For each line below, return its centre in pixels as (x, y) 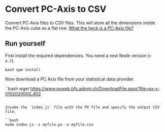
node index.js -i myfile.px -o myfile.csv (49, 125)
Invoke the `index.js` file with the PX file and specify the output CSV (82, 107)
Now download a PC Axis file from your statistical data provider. (70, 79)
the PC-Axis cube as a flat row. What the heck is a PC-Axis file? (69, 28)
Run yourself (25, 44)
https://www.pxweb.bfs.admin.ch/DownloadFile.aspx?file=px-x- (95, 88)
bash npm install (23, 70)
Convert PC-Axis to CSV (56, 9)
